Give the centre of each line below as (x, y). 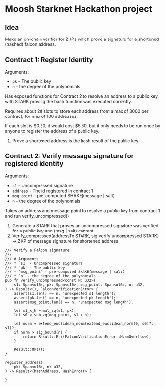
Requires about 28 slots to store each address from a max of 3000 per (77, 111)
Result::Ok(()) (30, 349)
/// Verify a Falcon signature (37, 250)
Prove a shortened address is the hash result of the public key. (76, 140)
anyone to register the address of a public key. (52, 131)
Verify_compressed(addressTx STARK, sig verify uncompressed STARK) (85, 236)
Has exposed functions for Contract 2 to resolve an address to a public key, (82, 96)
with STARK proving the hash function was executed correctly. (69, 101)
